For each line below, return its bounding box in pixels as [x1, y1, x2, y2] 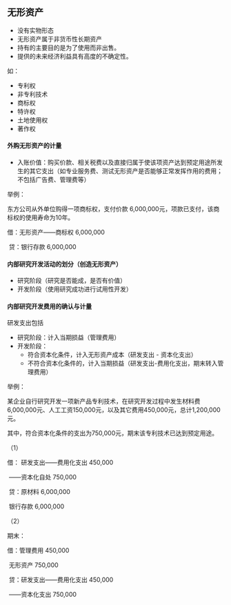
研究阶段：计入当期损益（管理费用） [17, 333, 121, 341]
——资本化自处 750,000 [8, 473, 77, 482]
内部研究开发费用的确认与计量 [7, 302, 92, 310]
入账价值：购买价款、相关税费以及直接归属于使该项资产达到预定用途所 [17, 158, 217, 167]
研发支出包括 [7, 319, 43, 327]
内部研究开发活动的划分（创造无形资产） [7, 259, 122, 268]
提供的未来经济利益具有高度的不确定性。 [17, 52, 132, 60]
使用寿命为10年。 [25, 213, 74, 222]
